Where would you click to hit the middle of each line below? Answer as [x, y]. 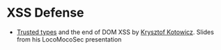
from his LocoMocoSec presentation [69, 39]
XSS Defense [45, 13]
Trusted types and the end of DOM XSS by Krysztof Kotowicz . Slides [115, 32]
